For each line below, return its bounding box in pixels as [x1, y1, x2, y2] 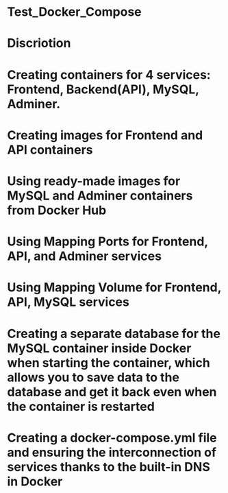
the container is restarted [7, 398, 155, 414]
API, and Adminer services [7, 248, 162, 264]
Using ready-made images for [7, 173, 181, 189]
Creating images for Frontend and [7, 128, 203, 143]
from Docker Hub [7, 202, 107, 218]
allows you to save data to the [7, 370, 180, 385]
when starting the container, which [7, 354, 210, 370]
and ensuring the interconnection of [7, 444, 217, 460]
